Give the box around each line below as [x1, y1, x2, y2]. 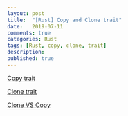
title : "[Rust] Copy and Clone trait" [7, 17, 122, 23]
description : [7, 49, 45, 56]
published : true [7, 55, 54, 62]
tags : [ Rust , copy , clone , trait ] [7, 42, 107, 49]
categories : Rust [7, 36, 57, 43]
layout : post [7, 10, 45, 17]
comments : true [7, 29, 51, 37]
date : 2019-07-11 [7, 23, 64, 30]
